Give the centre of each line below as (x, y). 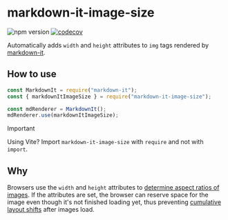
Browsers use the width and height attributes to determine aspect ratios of (113, 188)
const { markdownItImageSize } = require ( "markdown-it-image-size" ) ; (110, 97)
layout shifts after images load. (51, 210)
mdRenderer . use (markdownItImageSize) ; (63, 115)
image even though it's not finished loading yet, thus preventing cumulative (114, 202)
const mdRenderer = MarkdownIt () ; (57, 109)
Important (21, 128)
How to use (32, 74)
